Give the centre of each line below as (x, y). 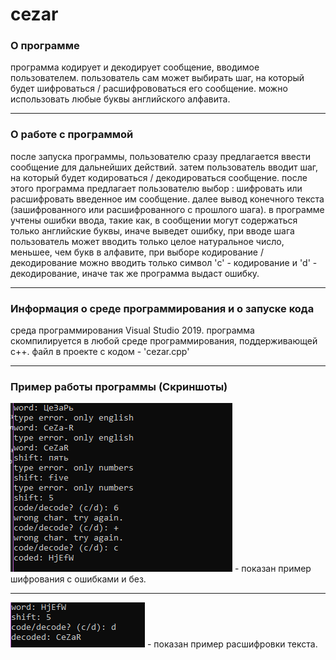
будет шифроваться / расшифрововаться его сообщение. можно (149, 89)
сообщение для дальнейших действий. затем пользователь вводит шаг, (164, 167)
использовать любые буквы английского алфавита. (120, 99)
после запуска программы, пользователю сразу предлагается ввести (160, 156)
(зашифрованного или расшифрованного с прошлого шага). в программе (167, 209)
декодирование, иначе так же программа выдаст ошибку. (135, 273)
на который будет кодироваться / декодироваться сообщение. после (159, 177)
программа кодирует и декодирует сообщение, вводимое (135, 67)
